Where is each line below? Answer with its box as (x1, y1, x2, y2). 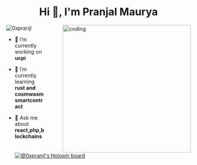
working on (14, 48, 42, 55)
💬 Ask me (14, 114, 38, 121)
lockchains (14, 132, 42, 139)
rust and (14, 84, 36, 91)
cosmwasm (14, 90, 44, 97)
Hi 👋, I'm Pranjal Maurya (39, 5, 158, 19)
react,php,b (14, 127, 45, 134)
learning (14, 78, 35, 85)
